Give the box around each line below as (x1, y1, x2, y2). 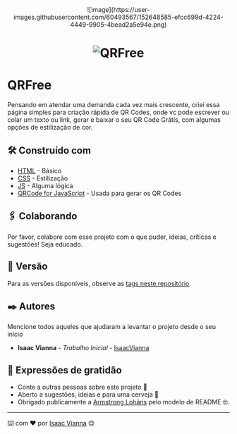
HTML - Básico (17, 166, 62, 175)
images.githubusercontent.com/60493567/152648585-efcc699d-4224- (13, 13, 224, 21)
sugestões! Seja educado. (7, 240, 83, 248)
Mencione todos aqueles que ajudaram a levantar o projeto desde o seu (7, 323, 217, 331)
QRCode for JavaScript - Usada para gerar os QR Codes (17, 189, 182, 197)
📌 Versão (7, 261, 48, 273)
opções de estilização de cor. (7, 123, 93, 132)
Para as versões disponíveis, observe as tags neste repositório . (7, 279, 192, 287)
